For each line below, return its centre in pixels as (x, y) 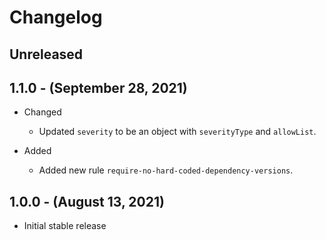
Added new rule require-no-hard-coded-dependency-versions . (166, 170)
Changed (42, 112)
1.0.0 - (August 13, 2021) (87, 201)
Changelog (56, 17)
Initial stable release (65, 226)
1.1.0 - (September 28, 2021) (98, 87)
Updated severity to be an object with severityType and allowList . (177, 132)
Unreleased (46, 54)
